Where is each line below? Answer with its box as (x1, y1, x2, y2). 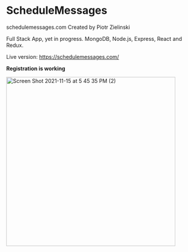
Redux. (6, 41, 24, 49)
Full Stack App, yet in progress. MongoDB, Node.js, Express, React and (6, 35, 182, 42)
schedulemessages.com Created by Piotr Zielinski (6, 23, 130, 31)
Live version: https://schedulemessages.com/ (6, 53, 120, 60)
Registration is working (6, 64, 65, 72)
